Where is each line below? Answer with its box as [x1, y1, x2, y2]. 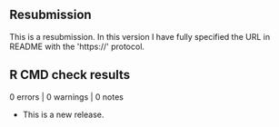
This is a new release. [22, 109, 105, 120]
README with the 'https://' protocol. [9, 41, 145, 52]
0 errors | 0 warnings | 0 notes [9, 91, 125, 103]
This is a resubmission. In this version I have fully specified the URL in [9, 31, 271, 42]
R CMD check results [9, 67, 131, 83]
